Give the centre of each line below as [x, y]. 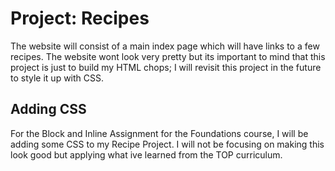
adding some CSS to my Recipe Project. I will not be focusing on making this [167, 144]
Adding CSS [48, 109]
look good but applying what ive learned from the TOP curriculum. [146, 154]
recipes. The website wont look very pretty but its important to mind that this [168, 56]
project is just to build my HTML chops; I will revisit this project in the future [166, 67]
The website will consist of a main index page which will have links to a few [165, 46]
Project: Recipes [80, 18]
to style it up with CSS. [57, 78]
